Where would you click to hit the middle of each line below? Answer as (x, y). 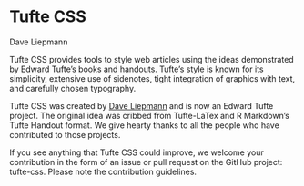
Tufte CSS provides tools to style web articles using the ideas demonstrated (152, 59)
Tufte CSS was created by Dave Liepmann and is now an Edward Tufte (142, 105)
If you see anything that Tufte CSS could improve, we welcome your (137, 152)
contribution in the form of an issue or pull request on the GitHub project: (146, 162)
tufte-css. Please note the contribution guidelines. (103, 171)
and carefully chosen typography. (73, 88)
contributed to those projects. (65, 134)
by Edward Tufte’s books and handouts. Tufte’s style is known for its (137, 69)
